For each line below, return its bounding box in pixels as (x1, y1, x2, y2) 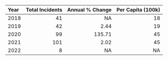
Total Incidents (26, 6, 63, 13)
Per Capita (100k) (116, 6, 160, 13)
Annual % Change (67, 6, 112, 13)
